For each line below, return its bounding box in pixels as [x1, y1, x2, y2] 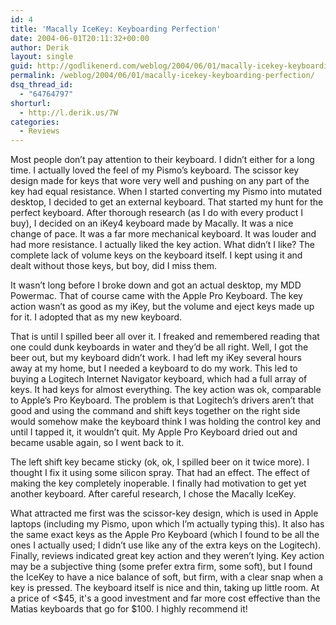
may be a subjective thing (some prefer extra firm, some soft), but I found [10, 561, 313, 573]
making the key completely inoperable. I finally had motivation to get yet [10, 477, 307, 490]
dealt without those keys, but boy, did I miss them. [10, 260, 218, 272]
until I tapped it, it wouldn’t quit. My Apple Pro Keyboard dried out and [10, 426, 298, 438]
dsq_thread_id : [10, 80, 74, 90]
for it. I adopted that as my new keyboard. [10, 311, 183, 323]
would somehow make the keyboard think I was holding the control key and [10, 416, 322, 428]
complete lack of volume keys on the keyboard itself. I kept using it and [10, 249, 303, 261]
